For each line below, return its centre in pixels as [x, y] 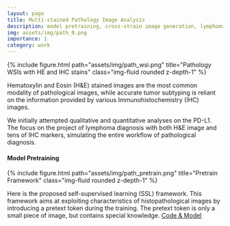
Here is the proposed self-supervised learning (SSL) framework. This [104, 194]
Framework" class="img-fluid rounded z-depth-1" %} [82, 180]
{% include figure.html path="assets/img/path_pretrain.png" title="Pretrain [112, 173]
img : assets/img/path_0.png [47, 33]
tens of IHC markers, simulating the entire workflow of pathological [102, 135]
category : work [29, 45]
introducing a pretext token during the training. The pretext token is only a [111, 208]
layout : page [26, 13]
